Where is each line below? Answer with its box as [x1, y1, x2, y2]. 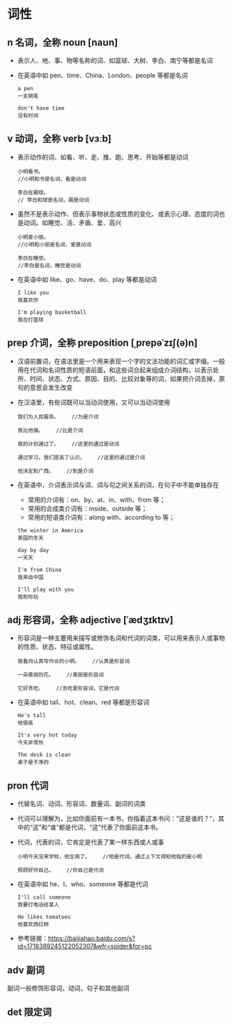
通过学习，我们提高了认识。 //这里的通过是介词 [17, 454, 146, 461]
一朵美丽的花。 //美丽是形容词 [17, 671, 105, 678]
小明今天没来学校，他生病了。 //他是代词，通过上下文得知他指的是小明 [17, 853, 203, 860]
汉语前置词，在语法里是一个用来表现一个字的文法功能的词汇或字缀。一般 [17, 357, 225, 365]
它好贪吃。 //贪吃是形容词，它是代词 [17, 685, 120, 692]
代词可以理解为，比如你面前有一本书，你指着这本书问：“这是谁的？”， [17, 814, 219, 823]
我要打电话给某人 [17, 902, 59, 909]
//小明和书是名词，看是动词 [17, 176, 86, 183]
